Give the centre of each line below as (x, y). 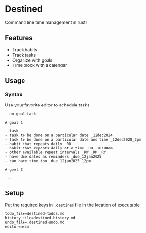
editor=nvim (17, 227)
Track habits (25, 49)
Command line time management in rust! (46, 22)
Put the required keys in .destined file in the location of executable (73, 205)
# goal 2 (14, 169)
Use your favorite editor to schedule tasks (47, 105)
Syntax (14, 95)
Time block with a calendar (39, 65)
